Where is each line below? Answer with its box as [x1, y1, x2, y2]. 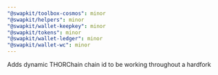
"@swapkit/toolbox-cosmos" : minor [7, 10, 107, 17]
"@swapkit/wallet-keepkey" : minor [7, 22, 107, 29]
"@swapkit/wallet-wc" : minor [7, 42, 91, 48]
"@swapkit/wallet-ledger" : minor [7, 35, 103, 42]
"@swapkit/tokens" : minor [7, 29, 81, 36]
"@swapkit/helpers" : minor [7, 16, 85, 23]
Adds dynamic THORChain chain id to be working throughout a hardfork [7, 61, 212, 68]
